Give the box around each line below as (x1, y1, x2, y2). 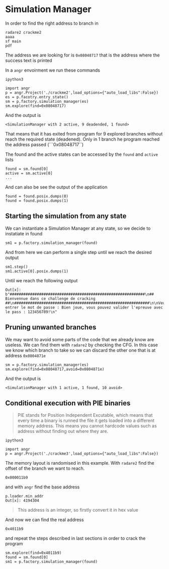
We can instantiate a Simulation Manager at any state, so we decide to (5, 225, 151, 231)
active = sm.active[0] (5, 170, 53, 176)
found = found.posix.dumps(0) (5, 194, 69, 199)
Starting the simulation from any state (5, 212, 127, 220)
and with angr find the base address (5, 484, 80, 490)
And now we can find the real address (5, 517, 84, 523)
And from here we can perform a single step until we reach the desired (5, 249, 152, 255)
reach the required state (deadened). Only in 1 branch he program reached (5, 136, 160, 142)
